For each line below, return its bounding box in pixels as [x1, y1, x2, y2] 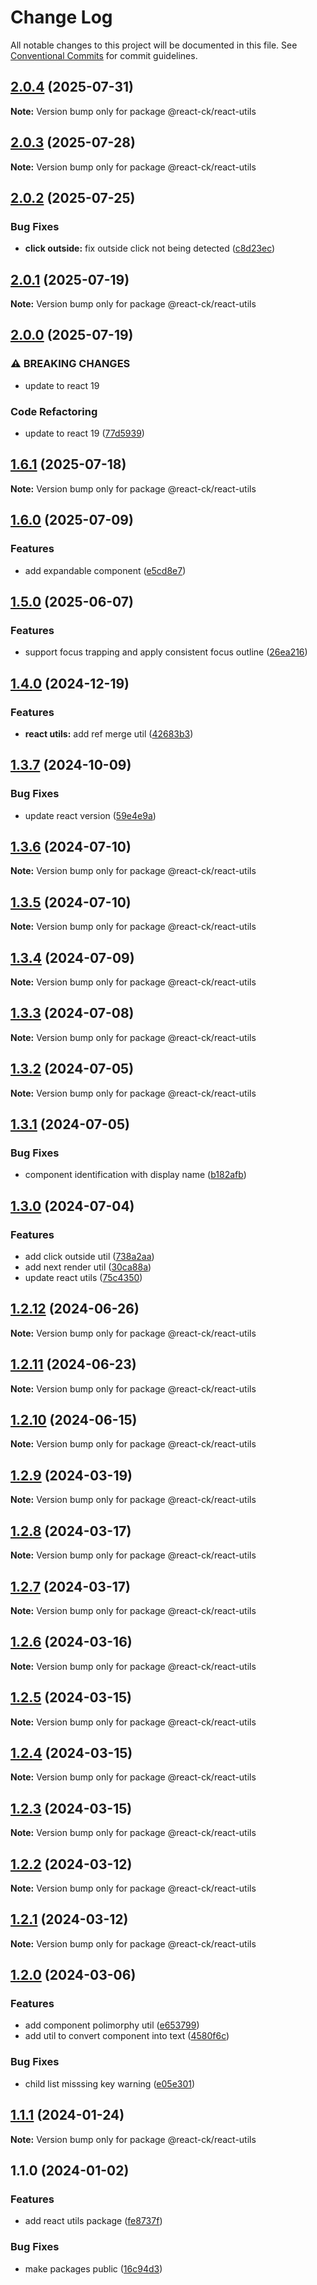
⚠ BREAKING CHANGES [10, 357, 131, 371]
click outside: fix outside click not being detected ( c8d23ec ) [24, 242, 276, 255]
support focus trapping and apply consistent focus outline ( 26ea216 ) [24, 646, 308, 658]
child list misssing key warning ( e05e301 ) [24, 2077, 196, 2090]
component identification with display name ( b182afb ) [24, 1169, 247, 1181]
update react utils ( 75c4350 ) [24, 1272, 143, 1284]
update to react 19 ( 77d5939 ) [24, 427, 145, 440]
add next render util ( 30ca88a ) [24, 1261, 152, 1273]
